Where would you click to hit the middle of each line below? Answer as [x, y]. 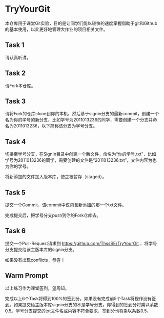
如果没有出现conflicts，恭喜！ [35, 260]
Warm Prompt [27, 276]
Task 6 [15, 231]
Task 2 [15, 73]
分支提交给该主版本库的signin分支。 [41, 249]
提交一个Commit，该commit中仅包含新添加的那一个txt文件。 [66, 205]
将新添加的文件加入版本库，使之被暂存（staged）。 [56, 177]
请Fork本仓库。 [20, 86]
